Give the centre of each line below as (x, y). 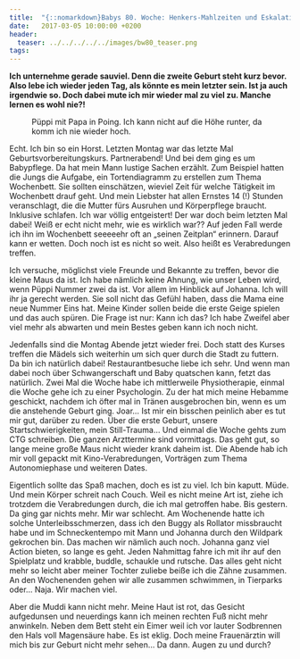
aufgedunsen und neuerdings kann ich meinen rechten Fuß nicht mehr (139, 616)
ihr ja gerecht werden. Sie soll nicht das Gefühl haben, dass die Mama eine (146, 299)
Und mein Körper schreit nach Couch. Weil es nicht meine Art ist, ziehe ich (146, 495)
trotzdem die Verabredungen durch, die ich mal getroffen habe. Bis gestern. (149, 505)
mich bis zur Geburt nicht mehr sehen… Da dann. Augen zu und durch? (140, 645)
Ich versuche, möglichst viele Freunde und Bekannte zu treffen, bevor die (144, 271)
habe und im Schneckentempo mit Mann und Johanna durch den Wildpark (146, 533)
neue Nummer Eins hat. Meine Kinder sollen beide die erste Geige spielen (145, 308)
